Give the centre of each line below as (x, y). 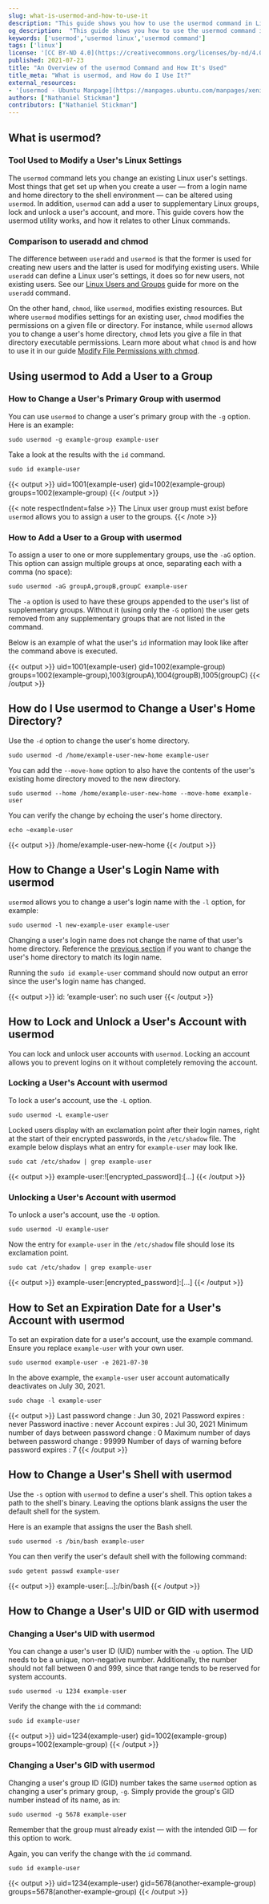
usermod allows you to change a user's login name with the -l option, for (127, 902)
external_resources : (43, 83)
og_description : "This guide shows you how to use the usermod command (132, 30)
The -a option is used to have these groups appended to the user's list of (129, 601)
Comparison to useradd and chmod (78, 241)
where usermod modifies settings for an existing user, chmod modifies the (126, 317)
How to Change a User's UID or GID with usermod (134, 1611)
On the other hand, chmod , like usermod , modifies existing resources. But (125, 309)
